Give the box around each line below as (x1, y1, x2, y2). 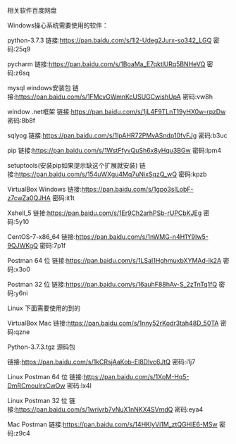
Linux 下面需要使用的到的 (7, 304, 81, 312)
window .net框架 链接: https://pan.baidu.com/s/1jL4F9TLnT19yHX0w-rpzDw (7, 108, 226, 116)
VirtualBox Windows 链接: (7, 185, 82, 193)
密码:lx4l (66, 381, 92, 390)
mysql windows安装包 (7, 84, 71, 92)
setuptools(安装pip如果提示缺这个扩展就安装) (7, 161, 138, 169)
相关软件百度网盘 (7, 6, 57, 14)
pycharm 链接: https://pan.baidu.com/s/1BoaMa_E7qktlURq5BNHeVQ (7, 60, 206, 68)
